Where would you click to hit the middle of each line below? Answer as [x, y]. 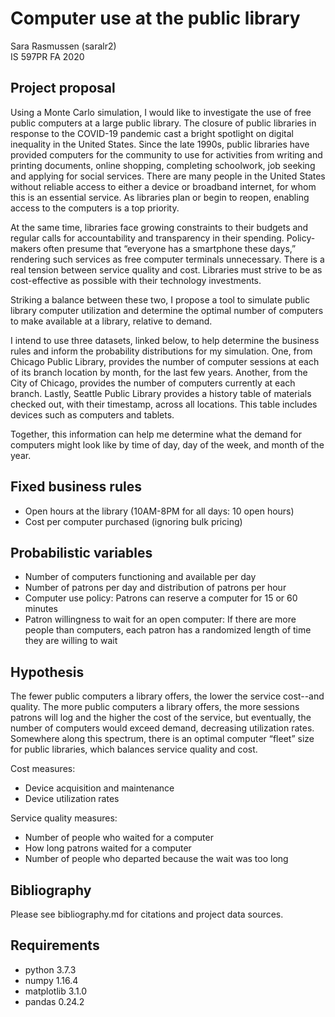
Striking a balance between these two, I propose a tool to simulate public [160, 299]
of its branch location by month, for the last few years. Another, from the [159, 372]
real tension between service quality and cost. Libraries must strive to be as [166, 269]
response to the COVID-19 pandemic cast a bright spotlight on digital [152, 133]
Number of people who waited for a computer [119, 838]
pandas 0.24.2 [54, 1001]
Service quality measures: [64, 818]
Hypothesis [47, 672]
